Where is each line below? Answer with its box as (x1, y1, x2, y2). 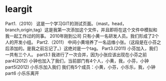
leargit (5, 3, 33, 15)
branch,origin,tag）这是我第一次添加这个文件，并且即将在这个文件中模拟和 (5, 26, 158, 33)
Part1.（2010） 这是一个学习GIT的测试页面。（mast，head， (5, 20, 127, 26)
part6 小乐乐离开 (5, 70, 40, 76)
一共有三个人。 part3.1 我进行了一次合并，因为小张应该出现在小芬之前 (5, 51, 147, 58)
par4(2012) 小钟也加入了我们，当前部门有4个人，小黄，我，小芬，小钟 (5, 58, 149, 64)
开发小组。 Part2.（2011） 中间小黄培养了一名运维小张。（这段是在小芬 (13, 39, 157, 45)
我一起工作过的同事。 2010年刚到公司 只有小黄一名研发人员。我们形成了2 (5, 33, 155, 39)
